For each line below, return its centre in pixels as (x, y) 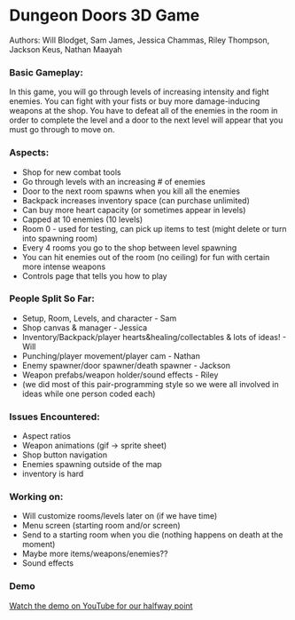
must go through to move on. (62, 130)
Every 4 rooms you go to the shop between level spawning (129, 247)
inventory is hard (53, 474)
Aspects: (29, 153)
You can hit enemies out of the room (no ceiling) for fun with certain (146, 257)
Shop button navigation (65, 455)
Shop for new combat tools (71, 172)
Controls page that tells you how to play (94, 275)
